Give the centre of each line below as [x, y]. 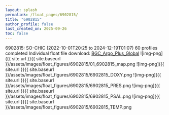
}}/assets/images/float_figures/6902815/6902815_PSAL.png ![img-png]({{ [83, 96]
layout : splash [21, 10]
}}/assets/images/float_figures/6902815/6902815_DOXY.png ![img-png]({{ [83, 75]
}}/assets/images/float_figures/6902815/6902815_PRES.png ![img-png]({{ [83, 86]
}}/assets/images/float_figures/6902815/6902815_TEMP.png [69, 107]
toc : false [17, 33]
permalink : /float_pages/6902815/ [42, 15]
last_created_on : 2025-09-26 [36, 29]
